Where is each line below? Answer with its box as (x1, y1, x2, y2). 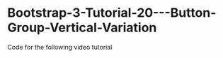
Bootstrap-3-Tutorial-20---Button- (7, 5, 217, 21)
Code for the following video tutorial (7, 43, 113, 51)
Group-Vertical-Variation (7, 20, 157, 36)
